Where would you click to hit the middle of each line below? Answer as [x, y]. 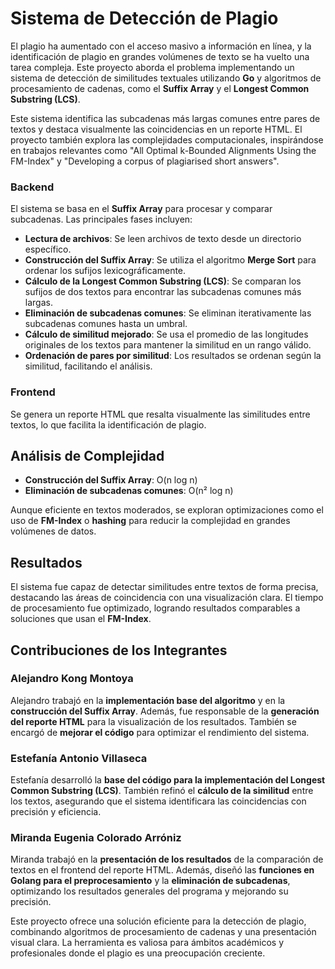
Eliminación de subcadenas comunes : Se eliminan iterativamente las [168, 313]
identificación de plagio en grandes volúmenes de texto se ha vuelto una [160, 56]
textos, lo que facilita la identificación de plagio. [108, 424]
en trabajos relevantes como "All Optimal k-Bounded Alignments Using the [163, 150]
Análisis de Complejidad [87, 455]
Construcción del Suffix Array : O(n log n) [111, 480]
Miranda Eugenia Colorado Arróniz [96, 838]
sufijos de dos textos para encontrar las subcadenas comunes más [163, 292]
